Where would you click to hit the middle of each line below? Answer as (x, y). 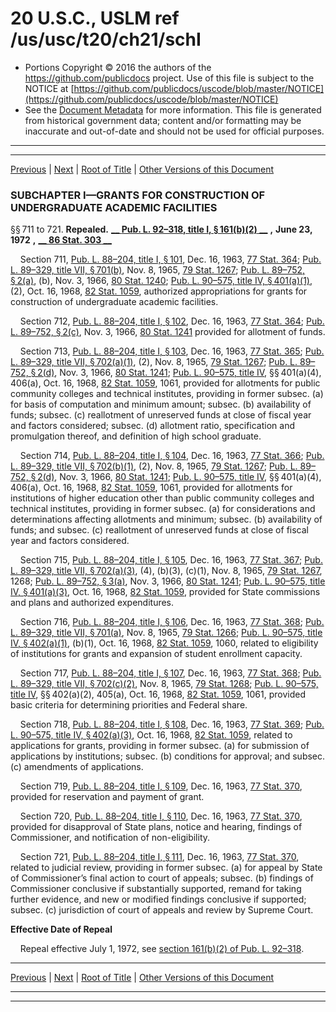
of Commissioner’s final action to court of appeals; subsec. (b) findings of (162, 878)
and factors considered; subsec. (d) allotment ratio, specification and (152, 426)
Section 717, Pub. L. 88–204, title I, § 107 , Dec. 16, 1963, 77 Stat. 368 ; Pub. (170, 673)
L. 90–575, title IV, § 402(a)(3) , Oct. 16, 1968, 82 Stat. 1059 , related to (151, 735)
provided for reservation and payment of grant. (107, 797)
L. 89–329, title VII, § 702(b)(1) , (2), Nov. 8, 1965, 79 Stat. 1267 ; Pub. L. (154, 466)
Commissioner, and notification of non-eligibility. (110, 838)
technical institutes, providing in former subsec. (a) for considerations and (163, 509)
